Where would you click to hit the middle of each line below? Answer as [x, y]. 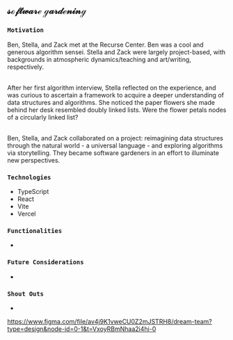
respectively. [25, 67]
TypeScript [33, 191]
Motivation [25, 30]
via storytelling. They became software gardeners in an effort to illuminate [113, 153]
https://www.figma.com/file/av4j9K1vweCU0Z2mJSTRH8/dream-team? [110, 321]
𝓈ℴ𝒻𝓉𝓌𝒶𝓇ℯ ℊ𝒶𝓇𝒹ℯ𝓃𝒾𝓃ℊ [47, 11]
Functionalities [35, 230]
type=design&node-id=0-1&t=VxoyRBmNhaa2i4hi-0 [82, 329]
